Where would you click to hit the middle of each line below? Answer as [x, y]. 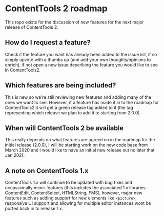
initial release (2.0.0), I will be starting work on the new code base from [76, 145]
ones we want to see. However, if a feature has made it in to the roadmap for [82, 102]
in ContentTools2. [23, 70]
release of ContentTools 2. [32, 27]
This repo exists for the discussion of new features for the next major [74, 22]
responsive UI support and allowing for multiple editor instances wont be [78, 203]
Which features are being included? [61, 85]
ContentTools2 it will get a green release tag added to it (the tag [69, 108]
